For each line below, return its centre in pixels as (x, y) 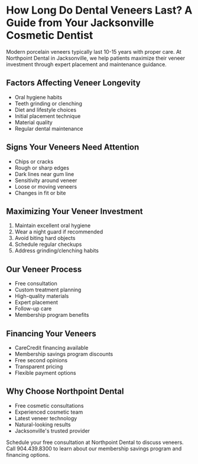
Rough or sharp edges (42, 168)
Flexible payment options (45, 373)
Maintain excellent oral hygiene (53, 226)
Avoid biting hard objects (45, 238)
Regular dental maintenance (49, 128)
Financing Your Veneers (51, 334)
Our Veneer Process (44, 269)
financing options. (28, 455)
